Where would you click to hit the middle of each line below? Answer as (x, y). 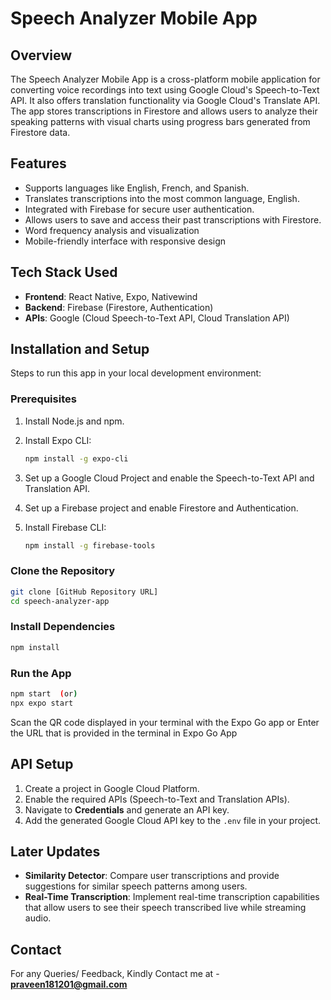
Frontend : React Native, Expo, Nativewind (111, 296)
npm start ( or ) (44, 694)
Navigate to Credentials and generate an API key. (127, 809)
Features (38, 163)
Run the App (41, 673)
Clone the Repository (63, 571)
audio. (38, 918)
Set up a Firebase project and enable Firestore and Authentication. (161, 508)
